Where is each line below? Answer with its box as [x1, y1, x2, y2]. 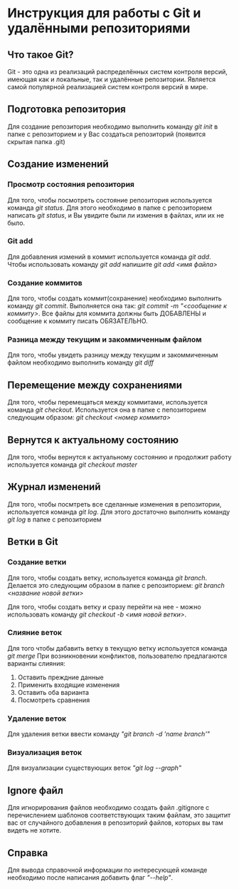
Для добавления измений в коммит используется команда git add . [7, 252, 211, 261]
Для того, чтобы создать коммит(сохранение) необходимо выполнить [7, 294, 222, 303]
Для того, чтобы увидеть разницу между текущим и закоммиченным [7, 351, 218, 360]
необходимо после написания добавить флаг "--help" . [7, 873, 173, 882]
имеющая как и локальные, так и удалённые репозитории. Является [7, 75, 216, 83]
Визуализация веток [7, 748, 83, 758]
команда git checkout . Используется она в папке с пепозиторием [7, 405, 206, 415]
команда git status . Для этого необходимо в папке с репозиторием [7, 203, 212, 212]
